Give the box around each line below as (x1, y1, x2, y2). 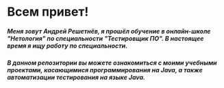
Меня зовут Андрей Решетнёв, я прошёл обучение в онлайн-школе (7, 27, 211, 35)
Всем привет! (7, 4, 89, 20)
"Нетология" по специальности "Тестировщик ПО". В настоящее (7, 34, 204, 42)
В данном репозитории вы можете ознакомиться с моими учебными (7, 59, 217, 67)
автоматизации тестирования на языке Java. (7, 73, 146, 82)
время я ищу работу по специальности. (7, 42, 128, 50)
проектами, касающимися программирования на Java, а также (7, 66, 203, 74)
